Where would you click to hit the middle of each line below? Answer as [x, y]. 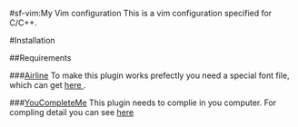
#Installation [33, 40]
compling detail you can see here [72, 112]
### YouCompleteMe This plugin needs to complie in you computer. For [143, 103]
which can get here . [48, 85]
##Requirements [40, 58]
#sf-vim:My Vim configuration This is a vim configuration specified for [141, 13]
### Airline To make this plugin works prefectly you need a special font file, [149, 75]
